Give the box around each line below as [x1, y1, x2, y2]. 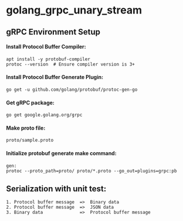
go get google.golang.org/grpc [6, 112, 83, 118]
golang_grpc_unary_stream [6, 4, 143, 17]
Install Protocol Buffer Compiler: [6, 43, 86, 50]
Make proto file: [6, 124, 46, 131]
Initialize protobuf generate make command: [6, 149, 117, 157]
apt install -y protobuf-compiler [6, 56, 91, 62]
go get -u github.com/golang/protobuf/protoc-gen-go [6, 86, 138, 93]
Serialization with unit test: [6, 183, 107, 193]
